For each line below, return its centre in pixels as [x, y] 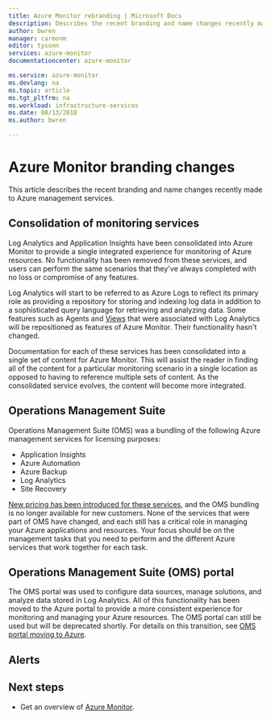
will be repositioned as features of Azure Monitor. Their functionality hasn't [133, 326]
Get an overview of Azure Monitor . [77, 707]
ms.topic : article [39, 90]
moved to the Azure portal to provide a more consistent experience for [125, 609]
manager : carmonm [38, 38]
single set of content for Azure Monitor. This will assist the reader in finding [133, 359]
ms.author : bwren [38, 121]
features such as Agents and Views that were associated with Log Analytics [134, 318]
